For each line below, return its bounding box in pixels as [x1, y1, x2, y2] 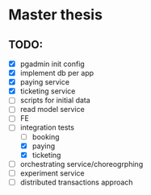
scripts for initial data [19, 95, 90, 106]
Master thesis [8, 6, 103, 24]
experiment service [19, 168, 85, 178]
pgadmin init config [19, 59, 85, 68]
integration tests [19, 122, 75, 132]
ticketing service [19, 86, 76, 96]
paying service [19, 77, 70, 87]
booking [31, 131, 60, 142]
